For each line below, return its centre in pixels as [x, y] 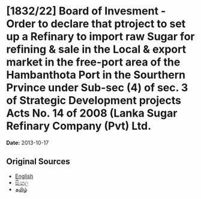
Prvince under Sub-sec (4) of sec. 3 [97, 88]
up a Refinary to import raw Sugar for [100, 37]
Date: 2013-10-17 [28, 142]
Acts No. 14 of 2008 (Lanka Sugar [92, 113]
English [24, 176]
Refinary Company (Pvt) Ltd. [79, 126]
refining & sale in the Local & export [96, 50]
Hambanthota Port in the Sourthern [96, 75]
